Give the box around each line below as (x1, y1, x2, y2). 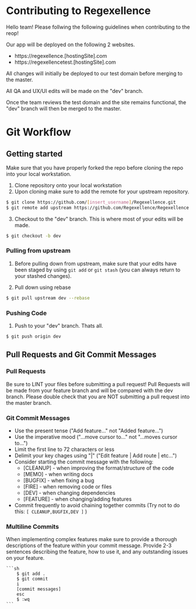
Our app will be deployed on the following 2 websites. (6, 41, 135, 48)
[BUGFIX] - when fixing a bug (23, 477, 94, 484)
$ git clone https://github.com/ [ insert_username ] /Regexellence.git (6, 199, 176, 205)
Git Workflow (6, 126, 71, 139)
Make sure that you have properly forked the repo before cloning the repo (6, 164, 184, 171)
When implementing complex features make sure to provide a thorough (6, 536, 177, 543)
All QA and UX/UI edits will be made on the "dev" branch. (6, 87, 143, 94)
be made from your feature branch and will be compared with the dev (6, 387, 173, 394)
